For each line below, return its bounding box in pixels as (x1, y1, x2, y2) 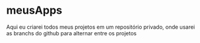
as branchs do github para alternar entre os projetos (6, 29, 137, 36)
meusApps (6, 4, 62, 17)
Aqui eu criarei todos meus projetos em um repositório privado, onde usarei (6, 23, 195, 30)
